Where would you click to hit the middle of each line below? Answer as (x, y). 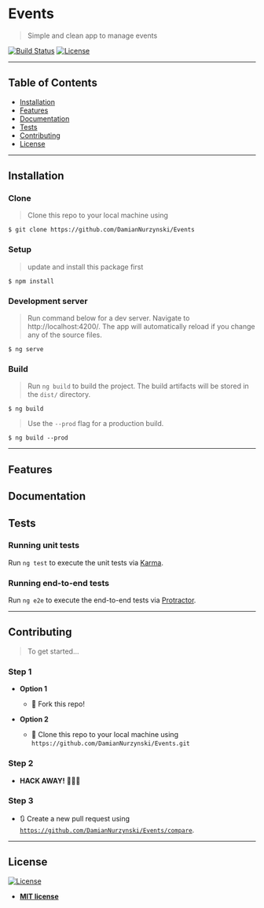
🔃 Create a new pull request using (75, 818)
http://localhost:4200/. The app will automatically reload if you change (141, 327)
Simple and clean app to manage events (92, 35)
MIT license (39, 896)
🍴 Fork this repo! (58, 704)
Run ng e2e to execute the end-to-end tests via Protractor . (102, 600)
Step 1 (20, 672)
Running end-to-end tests (59, 583)
